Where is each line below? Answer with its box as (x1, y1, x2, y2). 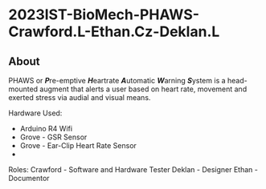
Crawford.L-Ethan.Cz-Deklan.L (8, 22, 220, 41)
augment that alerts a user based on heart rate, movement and (39, 84, 248, 94)
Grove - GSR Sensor (19, 132, 88, 142)
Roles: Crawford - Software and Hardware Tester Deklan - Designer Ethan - (8, 165, 259, 174)
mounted (8, 84, 39, 94)
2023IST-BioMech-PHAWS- (8, 6, 199, 24)
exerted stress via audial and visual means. (8, 93, 151, 102)
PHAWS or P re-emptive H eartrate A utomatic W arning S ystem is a (8, 76, 227, 85)
